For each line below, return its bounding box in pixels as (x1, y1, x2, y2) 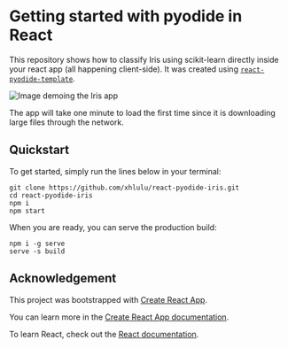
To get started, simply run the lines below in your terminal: (9, 166, 222, 176)
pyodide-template (9, 74, 74, 83)
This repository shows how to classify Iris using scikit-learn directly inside (9, 54, 279, 65)
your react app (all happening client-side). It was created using (9, 64, 239, 74)
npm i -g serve (9, 239, 66, 248)
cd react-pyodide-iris (9, 190, 93, 200)
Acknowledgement (9, 271, 117, 286)
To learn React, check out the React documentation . (9, 329, 199, 339)
